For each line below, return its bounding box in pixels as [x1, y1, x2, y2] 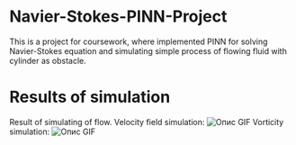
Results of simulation [9, 87, 171, 107]
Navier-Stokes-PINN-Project [9, 6, 228, 27]
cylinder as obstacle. [9, 55, 87, 66]
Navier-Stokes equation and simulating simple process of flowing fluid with [9, 45, 288, 56]
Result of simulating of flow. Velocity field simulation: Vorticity [9, 116, 284, 127]
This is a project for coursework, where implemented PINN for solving [9, 36, 268, 47]
